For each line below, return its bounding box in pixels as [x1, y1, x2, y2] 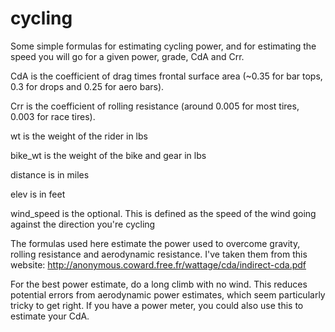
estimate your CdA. [10, 310, 90, 322]
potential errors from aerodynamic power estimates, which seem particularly [10, 288, 326, 301]
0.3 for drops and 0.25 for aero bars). [10, 80, 165, 92]
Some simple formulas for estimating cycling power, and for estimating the [10, 40, 317, 52]
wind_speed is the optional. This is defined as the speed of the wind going [10, 207, 317, 219]
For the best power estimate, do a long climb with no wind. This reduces [10, 278, 308, 290]
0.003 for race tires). [10, 110, 96, 122]
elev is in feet [10, 188, 66, 200]
